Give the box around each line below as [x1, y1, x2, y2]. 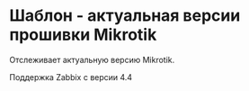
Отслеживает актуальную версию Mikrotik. [9, 54, 175, 65]
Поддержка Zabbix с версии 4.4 [9, 71, 133, 82]
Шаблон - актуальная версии [9, 5, 241, 26]
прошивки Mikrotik [9, 24, 157, 45]
